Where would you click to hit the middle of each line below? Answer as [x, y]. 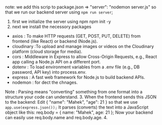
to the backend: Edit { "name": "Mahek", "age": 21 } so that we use [71, 102]
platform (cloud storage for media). [47, 51]
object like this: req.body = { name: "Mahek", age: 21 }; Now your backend [79, 112]
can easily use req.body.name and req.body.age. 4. [56, 117]
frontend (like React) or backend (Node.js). [55, 41]
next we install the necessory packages [52, 27]
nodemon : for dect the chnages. [45, 82]
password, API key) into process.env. [49, 72]
